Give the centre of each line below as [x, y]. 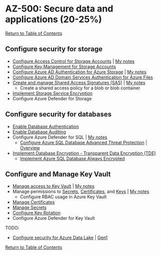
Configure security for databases [58, 114]
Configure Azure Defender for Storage [52, 98]
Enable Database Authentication [46, 126]
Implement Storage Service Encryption [52, 93]
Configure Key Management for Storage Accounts [64, 66]
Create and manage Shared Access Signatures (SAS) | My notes [79, 82]
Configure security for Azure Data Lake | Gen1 [60, 238]
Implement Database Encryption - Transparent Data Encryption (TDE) [84, 153]
